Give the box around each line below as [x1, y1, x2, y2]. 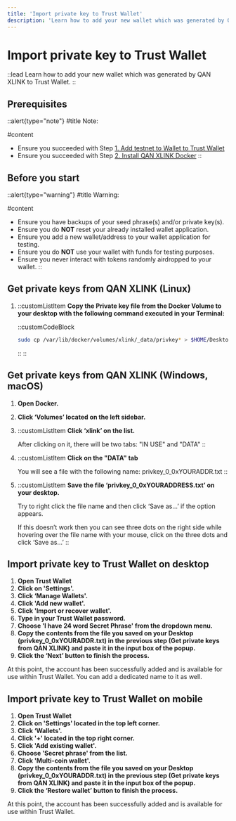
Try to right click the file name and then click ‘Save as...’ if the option [17, 502, 216, 510]
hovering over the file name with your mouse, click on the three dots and [17, 530, 228, 538]
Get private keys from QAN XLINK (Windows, [7, 370, 209, 382]
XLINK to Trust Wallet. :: [7, 78, 77, 86]
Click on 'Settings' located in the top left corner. [17, 719, 160, 728]
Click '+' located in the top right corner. [17, 734, 135, 742]
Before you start [7, 172, 80, 183]
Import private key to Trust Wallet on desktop [7, 558, 209, 570]
